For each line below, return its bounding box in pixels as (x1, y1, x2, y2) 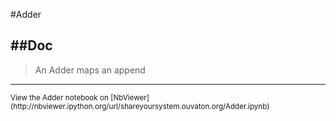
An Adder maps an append (34, 64, 146, 76)
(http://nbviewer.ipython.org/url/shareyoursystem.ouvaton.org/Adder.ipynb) (10, 101, 270, 111)
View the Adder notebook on (10, 92, 109, 103)
